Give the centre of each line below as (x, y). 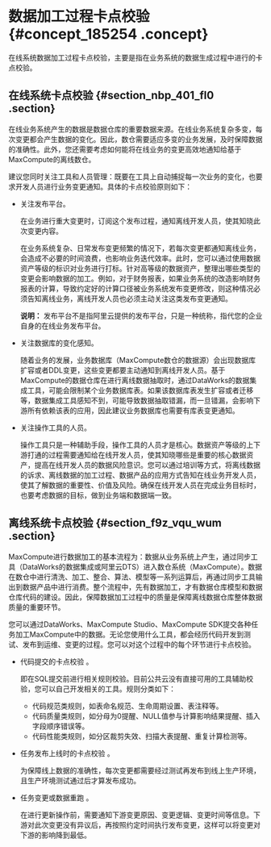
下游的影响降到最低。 (55, 835)
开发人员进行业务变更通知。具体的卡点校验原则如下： (103, 186)
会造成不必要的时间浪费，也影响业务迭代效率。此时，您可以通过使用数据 (140, 258)
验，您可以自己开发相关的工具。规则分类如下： (98, 688)
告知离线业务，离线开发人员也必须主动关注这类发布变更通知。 (129, 298)
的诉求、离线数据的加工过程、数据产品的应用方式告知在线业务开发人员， (140, 475)
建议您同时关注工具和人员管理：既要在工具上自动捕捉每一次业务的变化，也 (132, 176)
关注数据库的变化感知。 (59, 343)
